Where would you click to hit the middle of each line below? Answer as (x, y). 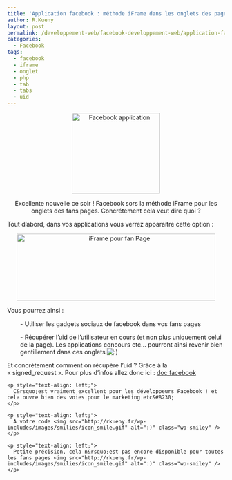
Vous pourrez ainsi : (36, 310)
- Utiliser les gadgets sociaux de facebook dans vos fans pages (111, 324)
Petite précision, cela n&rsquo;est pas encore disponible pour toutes (119, 452)
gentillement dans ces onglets (63, 352)
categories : (24, 39)
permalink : (23, 33)
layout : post (26, 26)
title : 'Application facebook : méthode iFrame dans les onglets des (109, 13)
